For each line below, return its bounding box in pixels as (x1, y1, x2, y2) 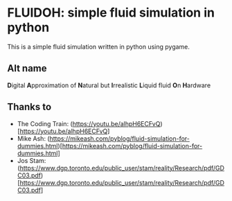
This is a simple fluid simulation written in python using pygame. (7, 42, 190, 51)
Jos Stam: (17, 156, 46, 164)
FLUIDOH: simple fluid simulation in (7, 5, 215, 21)
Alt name (7, 62, 47, 74)
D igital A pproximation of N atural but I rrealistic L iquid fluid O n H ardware (7, 81, 211, 89)
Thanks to (7, 101, 52, 113)
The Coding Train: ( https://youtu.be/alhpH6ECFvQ (17, 119, 161, 128)
